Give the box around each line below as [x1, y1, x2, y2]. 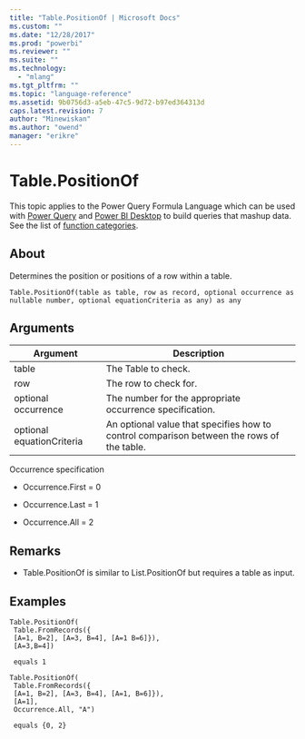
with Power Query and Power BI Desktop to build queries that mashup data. [9, 210, 292, 221]
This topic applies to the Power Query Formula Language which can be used [9, 201, 296, 212]
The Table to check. [105, 362, 191, 375]
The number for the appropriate [105, 392, 241, 405]
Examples [9, 594, 66, 609]
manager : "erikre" [9, 132, 79, 141]
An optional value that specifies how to [105, 419, 272, 431]
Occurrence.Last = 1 [22, 499, 99, 510]
